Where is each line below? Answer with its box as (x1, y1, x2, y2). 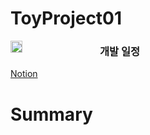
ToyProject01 (10, 7, 123, 30)
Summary (10, 103, 93, 126)
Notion (10, 68, 38, 80)
